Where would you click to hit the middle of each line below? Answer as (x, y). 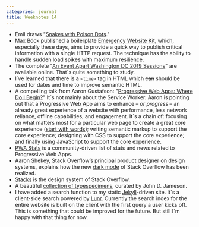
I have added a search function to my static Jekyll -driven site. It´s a (97, 192)
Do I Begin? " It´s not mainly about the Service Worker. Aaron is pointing (102, 97)
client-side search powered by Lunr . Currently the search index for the (101, 198)
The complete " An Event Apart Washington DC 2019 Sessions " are (96, 65)
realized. (26, 173)
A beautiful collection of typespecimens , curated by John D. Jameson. (101, 185)
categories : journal (32, 12)
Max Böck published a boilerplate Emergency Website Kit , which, (94, 40)
